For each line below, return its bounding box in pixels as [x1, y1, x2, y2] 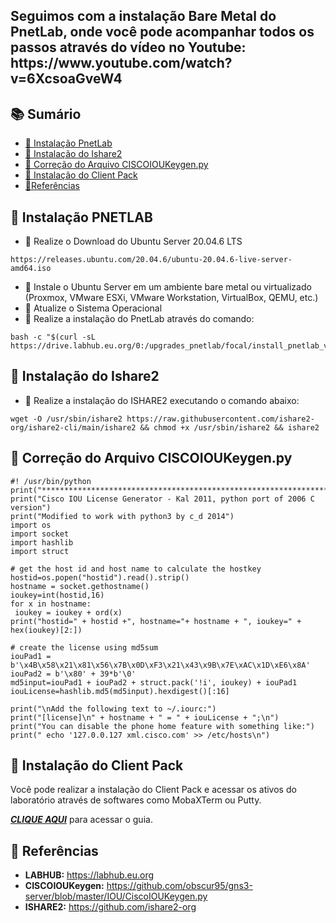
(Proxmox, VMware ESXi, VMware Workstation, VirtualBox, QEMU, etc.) [24, 292, 319, 304]
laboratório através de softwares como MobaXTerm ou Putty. [10, 794, 262, 806]
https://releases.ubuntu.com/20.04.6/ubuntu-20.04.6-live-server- [10, 255, 293, 265]
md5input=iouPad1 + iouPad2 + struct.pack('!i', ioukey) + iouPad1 [10, 677, 298, 688]
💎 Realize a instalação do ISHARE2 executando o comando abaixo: [24, 394, 300, 406]
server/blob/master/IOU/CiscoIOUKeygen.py [24, 890, 208, 903]
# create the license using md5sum [10, 642, 159, 653]
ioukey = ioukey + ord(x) [14, 607, 123, 618]
